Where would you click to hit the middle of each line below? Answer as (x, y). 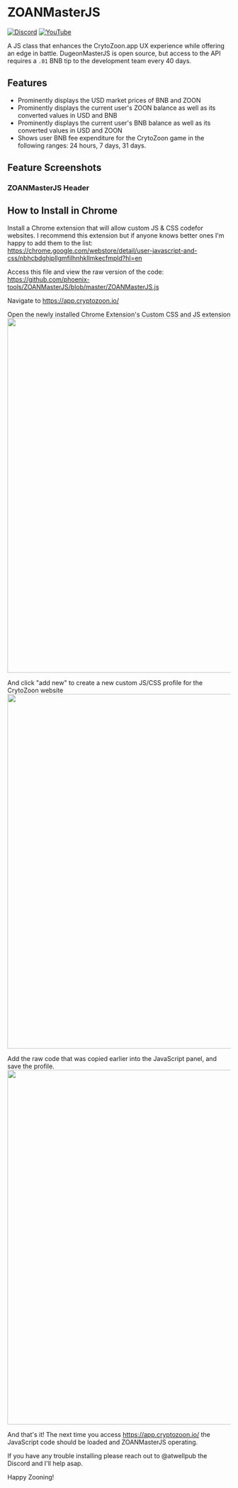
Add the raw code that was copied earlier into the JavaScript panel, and (112, 1058)
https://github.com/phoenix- (49, 279)
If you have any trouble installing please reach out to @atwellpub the (107, 1455)
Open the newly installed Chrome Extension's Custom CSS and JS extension (119, 314)
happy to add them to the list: (50, 243)
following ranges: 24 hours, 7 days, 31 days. (82, 145)
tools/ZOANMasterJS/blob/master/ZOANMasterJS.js (83, 287)
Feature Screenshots (55, 168)
